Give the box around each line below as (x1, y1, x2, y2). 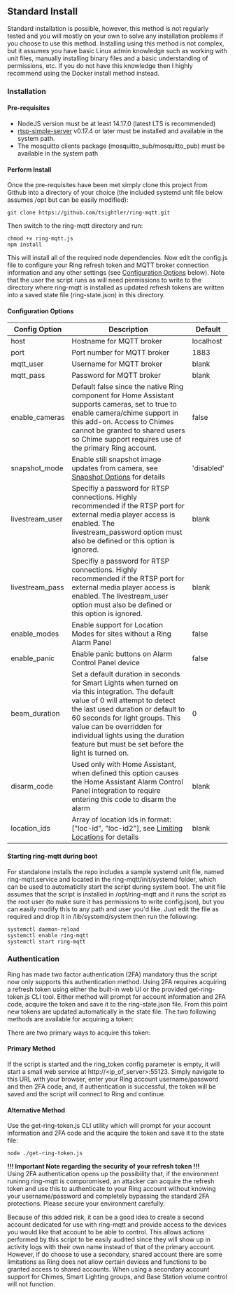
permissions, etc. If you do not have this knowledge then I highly (7, 61, 194, 69)
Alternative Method (7, 1105, 65, 1114)
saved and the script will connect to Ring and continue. (7, 1090, 166, 1098)
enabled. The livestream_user (71, 592, 169, 601)
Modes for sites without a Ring (71, 629, 171, 639)
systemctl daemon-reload (7, 925, 80, 933)
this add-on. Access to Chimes (71, 417, 174, 427)
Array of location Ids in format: (71, 815, 171, 824)
